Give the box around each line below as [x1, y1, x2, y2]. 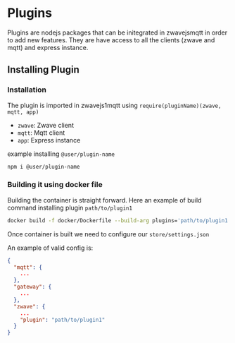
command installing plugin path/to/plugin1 [7, 203, 132, 212]
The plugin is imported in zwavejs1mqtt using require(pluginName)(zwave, [7, 101, 222, 109]
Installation [7, 85, 47, 95]
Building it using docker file [7, 180, 103, 190]
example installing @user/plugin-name [7, 150, 115, 158]
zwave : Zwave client [17, 121, 74, 129]
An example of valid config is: [7, 243, 94, 252]
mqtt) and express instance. [7, 43, 89, 52]
